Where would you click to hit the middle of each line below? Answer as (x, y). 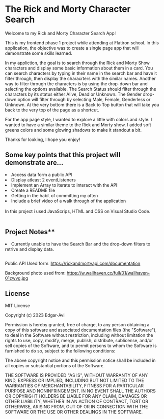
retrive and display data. (29, 249)
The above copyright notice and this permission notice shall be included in (80, 360)
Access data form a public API (42, 175)
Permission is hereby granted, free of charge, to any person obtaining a (77, 324)
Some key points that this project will (63, 155)
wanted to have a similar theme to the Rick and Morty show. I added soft (78, 125)
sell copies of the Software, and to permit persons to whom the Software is (81, 346)
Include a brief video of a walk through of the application (69, 201)
